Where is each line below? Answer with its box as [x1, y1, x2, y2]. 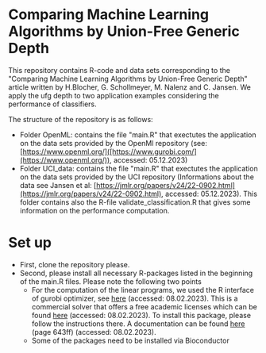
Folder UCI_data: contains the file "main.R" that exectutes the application [19, 163, 258, 173]
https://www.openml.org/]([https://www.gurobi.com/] [22, 147, 197, 156]
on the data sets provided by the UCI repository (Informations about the [19, 172, 254, 182]
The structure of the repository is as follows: [8, 114, 153, 124]
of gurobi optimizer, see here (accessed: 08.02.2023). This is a [31, 294, 238, 303]
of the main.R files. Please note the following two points [19, 276, 202, 286]
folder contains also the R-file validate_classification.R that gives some [19, 197, 251, 207]
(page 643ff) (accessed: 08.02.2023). [31, 327, 156, 336]
